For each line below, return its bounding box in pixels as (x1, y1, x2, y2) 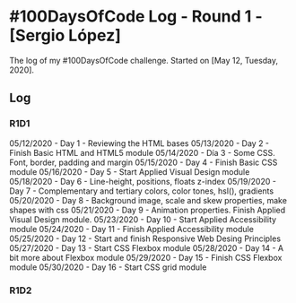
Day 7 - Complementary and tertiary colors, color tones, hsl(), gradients (9, 186, 274, 196)
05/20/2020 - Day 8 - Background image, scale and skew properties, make (9, 195, 287, 205)
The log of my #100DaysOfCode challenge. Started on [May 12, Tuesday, (9, 55, 279, 65)
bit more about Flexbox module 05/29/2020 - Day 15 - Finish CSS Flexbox (9, 252, 283, 263)
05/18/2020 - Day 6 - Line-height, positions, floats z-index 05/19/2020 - (9, 176, 276, 186)
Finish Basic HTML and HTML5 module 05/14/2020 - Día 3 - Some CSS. (9, 147, 275, 158)
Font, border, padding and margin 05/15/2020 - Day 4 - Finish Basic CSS (9, 157, 278, 168)
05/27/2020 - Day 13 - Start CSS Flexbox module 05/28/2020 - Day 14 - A (9, 242, 284, 253)
